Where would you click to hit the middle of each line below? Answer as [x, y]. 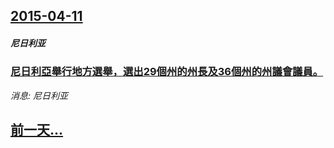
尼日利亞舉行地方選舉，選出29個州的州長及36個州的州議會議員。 [167, 72]
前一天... [37, 130]
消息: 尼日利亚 [39, 95]
